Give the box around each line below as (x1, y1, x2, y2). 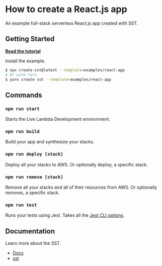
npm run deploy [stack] (5, 151, 64, 157)
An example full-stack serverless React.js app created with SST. (5, 20, 138, 26)
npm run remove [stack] (5, 174, 64, 180)
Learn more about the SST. (5, 240, 61, 246)
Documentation (5, 227, 55, 235)
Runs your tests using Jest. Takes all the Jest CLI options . (5, 212, 125, 218)
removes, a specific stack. (5, 190, 60, 196)
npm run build (5, 128, 40, 134)
